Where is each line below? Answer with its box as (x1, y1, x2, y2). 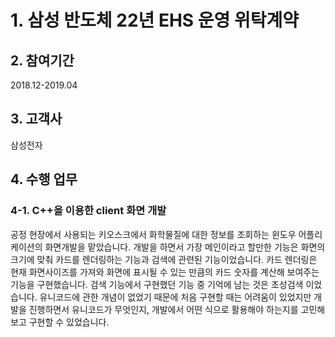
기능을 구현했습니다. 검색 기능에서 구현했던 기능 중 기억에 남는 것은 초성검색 (10, 278, 304, 290)
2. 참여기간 (10, 52, 75, 69)
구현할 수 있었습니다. (28, 316, 110, 328)
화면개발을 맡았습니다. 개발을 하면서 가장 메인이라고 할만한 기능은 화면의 (44, 241, 326, 253)
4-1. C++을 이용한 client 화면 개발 (10, 204, 167, 218)
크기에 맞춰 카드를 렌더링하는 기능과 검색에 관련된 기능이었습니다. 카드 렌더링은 (10, 253, 318, 265)
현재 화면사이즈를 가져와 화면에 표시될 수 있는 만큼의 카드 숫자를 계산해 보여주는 (10, 266, 320, 278)
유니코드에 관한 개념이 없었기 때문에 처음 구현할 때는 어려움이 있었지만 (39, 291, 312, 303)
